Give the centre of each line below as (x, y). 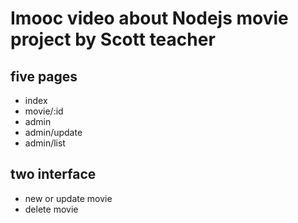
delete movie (51, 209)
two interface (53, 174)
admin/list (45, 143)
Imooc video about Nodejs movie (149, 18)
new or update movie (68, 198)
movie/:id (44, 111)
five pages (44, 76)
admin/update (53, 132)
